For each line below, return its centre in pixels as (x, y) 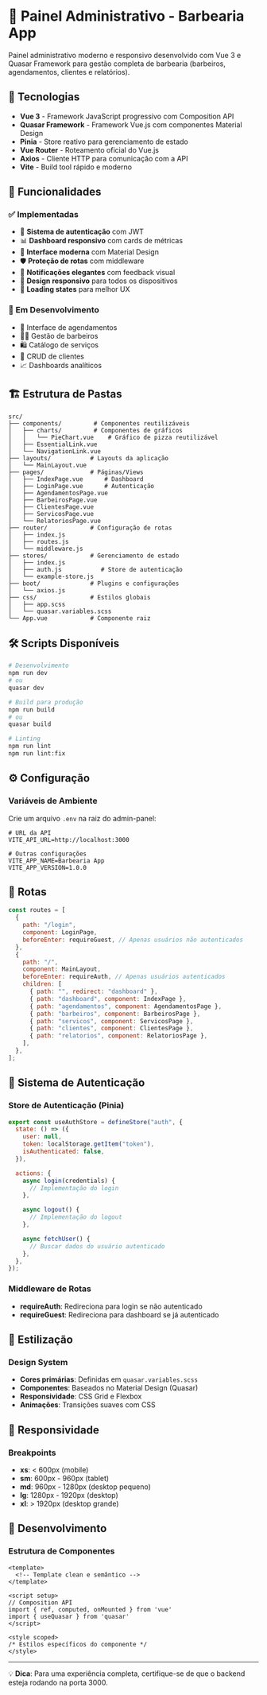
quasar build (30, 724)
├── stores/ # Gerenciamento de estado (94, 556)
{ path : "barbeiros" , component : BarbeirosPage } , (115, 1014)
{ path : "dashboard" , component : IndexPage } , (108, 999)
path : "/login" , (50, 925)
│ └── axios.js (37, 590)
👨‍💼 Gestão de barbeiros (59, 336)
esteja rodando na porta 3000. (58, 1682)
